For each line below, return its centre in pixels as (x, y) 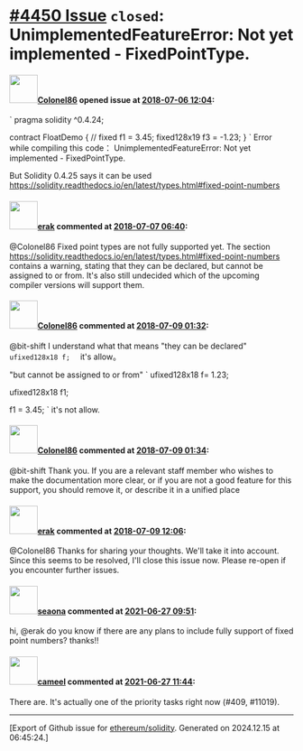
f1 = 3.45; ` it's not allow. (55, 409)
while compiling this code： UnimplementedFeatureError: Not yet (130, 148)
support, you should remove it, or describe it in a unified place (125, 490)
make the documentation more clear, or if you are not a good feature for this (151, 480)
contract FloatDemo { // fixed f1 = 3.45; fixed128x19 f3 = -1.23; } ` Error (141, 137)
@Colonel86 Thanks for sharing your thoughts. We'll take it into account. (144, 551)
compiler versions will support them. (77, 284)
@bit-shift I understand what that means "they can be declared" (129, 346)
